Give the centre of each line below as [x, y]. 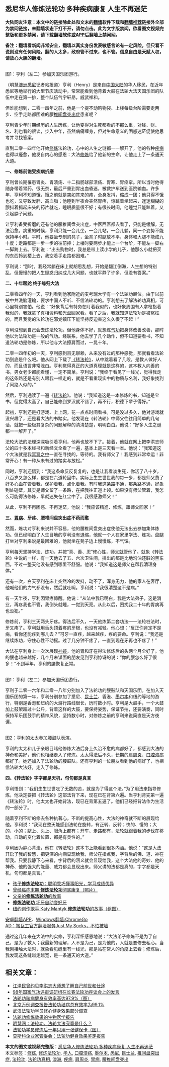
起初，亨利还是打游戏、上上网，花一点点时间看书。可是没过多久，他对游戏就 [84, 412]
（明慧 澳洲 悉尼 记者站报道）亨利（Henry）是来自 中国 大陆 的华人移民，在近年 [84, 84]
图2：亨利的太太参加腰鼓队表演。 [40, 738]
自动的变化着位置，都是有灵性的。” [49, 837]
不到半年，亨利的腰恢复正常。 [47, 663]
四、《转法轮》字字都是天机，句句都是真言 [48, 778]
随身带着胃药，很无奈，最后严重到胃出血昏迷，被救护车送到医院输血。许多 [82, 188]
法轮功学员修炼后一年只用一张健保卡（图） [57, 1029]
